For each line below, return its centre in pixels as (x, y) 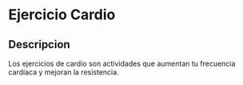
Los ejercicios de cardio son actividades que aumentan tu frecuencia (122, 63)
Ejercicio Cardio (62, 15)
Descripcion (39, 45)
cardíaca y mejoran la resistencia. (64, 72)
